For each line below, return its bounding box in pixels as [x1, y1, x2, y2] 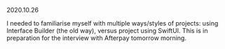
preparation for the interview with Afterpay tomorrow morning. [6, 34, 187, 42]
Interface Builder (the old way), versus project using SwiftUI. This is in [6, 27, 208, 35]
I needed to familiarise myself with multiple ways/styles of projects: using [6, 19, 219, 27]
